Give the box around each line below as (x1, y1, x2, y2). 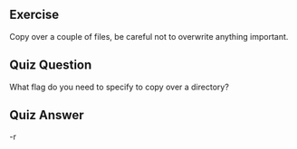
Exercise (9, 7, 60, 23)
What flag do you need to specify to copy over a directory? (9, 81, 229, 92)
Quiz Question (9, 58, 92, 73)
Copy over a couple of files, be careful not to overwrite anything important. (9, 31, 289, 42)
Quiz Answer (9, 107, 84, 123)
